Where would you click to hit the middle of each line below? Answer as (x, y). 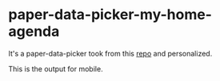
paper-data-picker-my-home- (110, 15)
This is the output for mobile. (56, 68)
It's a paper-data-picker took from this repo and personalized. (110, 53)
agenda (34, 31)
